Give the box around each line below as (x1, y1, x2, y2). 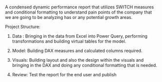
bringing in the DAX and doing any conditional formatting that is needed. (12, 63, 157, 68)
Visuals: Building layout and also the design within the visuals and (12, 57, 144, 63)
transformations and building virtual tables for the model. (12, 38, 126, 44)
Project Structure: (5, 24, 40, 30)
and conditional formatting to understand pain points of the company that (5, 9, 152, 15)
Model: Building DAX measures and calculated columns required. (12, 48, 143, 53)
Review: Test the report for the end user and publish (12, 72, 117, 77)
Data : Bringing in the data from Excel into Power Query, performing (12, 33, 147, 39)
